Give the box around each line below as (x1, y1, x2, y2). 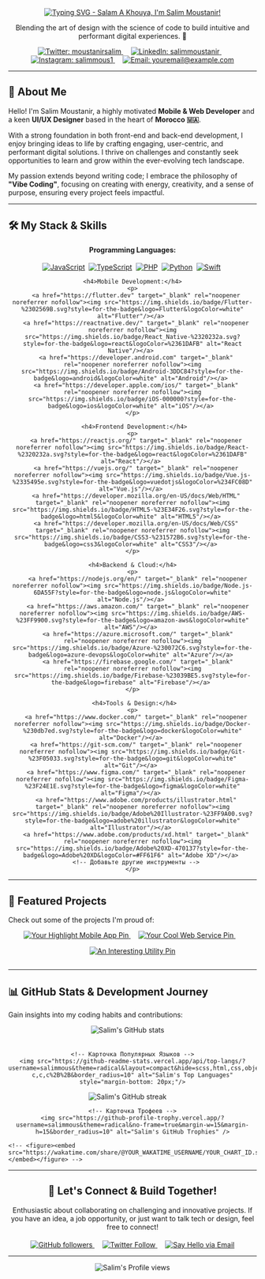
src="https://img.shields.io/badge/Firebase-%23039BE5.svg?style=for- (14, 671, 251, 680)
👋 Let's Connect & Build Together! (47, 1184, 218, 1198)
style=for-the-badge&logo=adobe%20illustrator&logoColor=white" (24, 817, 241, 825)
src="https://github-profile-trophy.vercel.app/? (58, 1114, 225, 1123)
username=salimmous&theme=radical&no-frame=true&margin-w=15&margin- (15, 1121, 250, 1129)
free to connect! (106, 1222, 159, 1232)
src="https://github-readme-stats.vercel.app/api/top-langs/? (36, 1058, 246, 1066)
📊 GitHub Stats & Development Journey (8, 985, 209, 999)
